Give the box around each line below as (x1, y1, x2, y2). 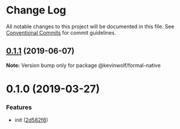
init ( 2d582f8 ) (14, 117, 49, 124)
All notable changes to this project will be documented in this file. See (6, 23, 175, 30)
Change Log (6, 4, 66, 17)
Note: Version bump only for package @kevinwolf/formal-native (6, 62, 161, 69)
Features (6, 103, 32, 111)
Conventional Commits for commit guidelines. (6, 29, 116, 36)
